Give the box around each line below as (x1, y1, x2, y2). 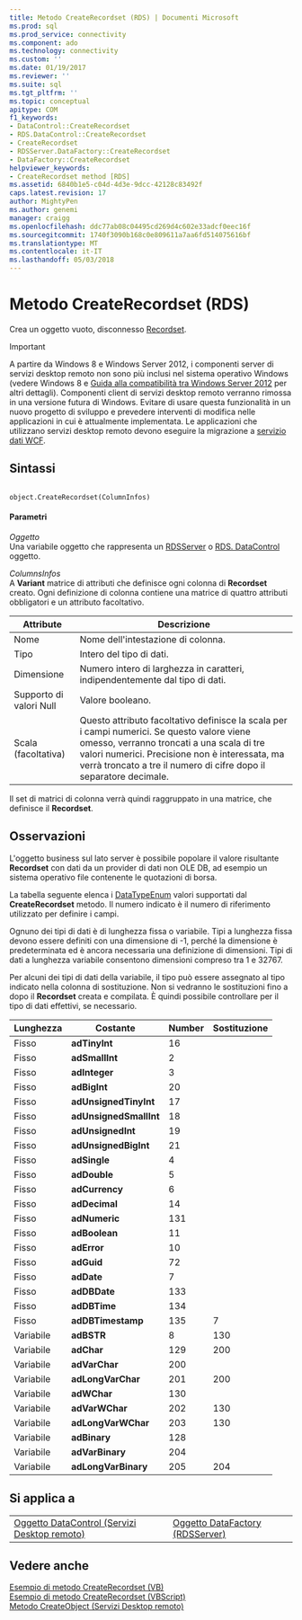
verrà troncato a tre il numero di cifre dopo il (79, 758, 265, 771)
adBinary (70, 1430, 111, 1443)
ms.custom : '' (9, 55, 63, 64)
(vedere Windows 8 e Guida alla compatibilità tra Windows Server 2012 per (9, 377, 288, 388)
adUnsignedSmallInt (70, 1110, 160, 1122)
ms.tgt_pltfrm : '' (9, 88, 78, 97)
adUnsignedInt (70, 1124, 137, 1137)
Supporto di (13, 688, 64, 701)
